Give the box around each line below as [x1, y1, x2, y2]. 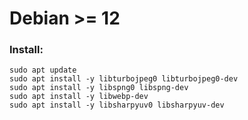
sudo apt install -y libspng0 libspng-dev [9, 83, 189, 93]
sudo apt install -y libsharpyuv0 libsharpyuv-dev [9, 100, 225, 111]
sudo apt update [9, 65, 77, 76]
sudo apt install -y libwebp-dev [9, 92, 149, 102]
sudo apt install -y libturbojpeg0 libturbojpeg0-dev [9, 74, 239, 84]
